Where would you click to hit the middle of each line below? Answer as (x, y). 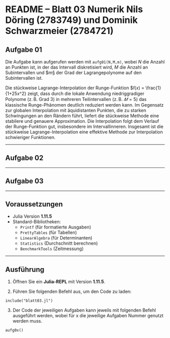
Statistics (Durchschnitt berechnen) (59, 243)
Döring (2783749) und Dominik (72, 20)
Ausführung (25, 269)
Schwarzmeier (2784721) (59, 31)
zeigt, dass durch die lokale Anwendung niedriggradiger (86, 93)
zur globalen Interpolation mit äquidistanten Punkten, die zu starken (76, 110)
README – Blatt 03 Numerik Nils (74, 9)
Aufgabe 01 (24, 49)
